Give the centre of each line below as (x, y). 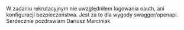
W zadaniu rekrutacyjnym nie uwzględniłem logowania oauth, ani (85, 9)
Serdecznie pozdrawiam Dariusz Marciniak (58, 21)
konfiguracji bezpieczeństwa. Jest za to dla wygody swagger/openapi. (92, 15)
